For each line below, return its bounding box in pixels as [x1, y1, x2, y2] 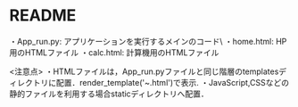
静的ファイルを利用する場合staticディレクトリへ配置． [9, 88, 209, 99]
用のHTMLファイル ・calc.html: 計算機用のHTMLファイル [9, 46, 219, 58]
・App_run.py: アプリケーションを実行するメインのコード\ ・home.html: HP [9, 36, 287, 46]
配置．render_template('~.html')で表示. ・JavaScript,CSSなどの [55, 77, 290, 87]
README [9, 5, 77, 26]
